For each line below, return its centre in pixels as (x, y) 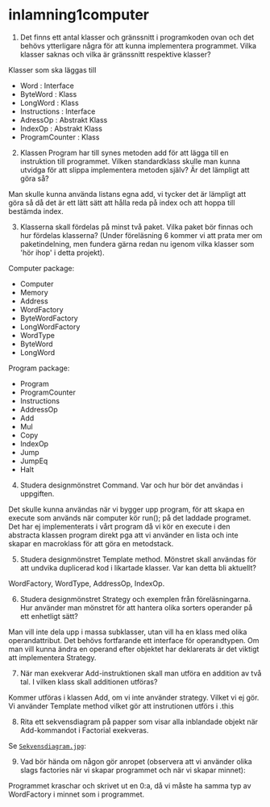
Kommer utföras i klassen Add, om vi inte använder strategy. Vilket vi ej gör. (134, 697)
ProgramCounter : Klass (60, 137)
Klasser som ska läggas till (52, 69)
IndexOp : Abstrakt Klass (61, 128)
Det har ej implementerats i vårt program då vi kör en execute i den (119, 526)
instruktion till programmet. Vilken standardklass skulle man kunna (130, 161)
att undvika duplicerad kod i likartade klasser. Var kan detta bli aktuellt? (138, 567)
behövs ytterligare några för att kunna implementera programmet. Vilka (138, 45)
